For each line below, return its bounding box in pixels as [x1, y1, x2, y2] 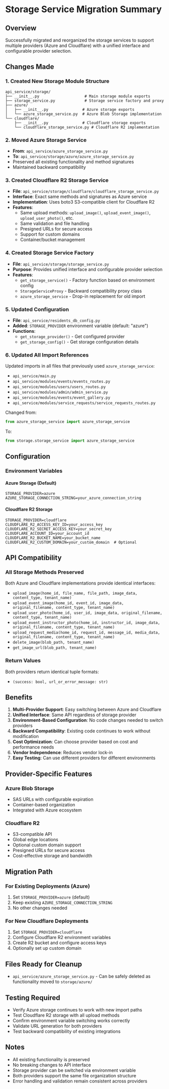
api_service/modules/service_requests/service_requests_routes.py [12, 401, 156, 406]
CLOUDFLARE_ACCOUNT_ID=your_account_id [5, 531, 90, 536]
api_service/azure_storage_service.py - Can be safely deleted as [12, 974, 151, 980]
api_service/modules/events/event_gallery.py [12, 395, 110, 401]
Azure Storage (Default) [5, 480, 57, 486]
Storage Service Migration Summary [5, 4, 162, 15]
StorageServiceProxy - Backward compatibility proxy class [20, 288, 142, 294]
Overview [5, 24, 37, 32]
